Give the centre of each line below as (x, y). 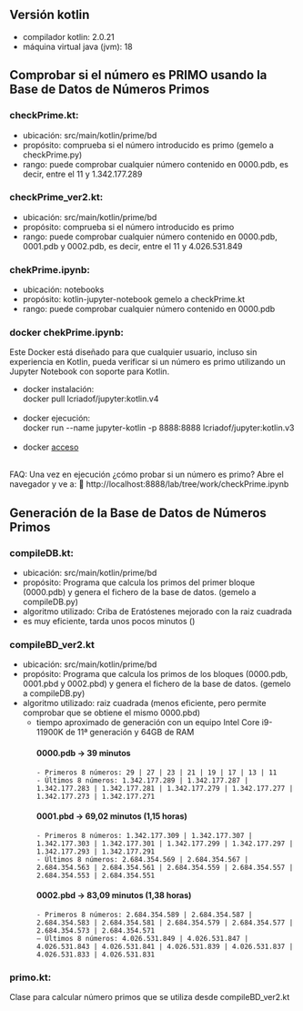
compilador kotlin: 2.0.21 (69, 36)
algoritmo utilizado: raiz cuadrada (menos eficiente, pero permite (144, 703)
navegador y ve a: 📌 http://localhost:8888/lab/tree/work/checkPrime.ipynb (149, 484)
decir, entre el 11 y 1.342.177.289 (82, 174)
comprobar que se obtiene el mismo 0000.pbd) (111, 713)
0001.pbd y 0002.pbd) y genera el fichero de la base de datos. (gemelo (157, 684)
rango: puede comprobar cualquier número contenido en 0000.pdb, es (156, 164)
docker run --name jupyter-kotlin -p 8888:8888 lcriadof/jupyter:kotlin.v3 (158, 428)
